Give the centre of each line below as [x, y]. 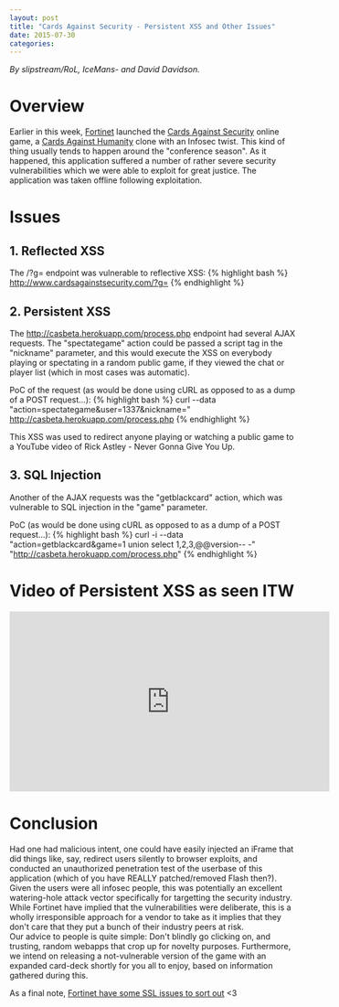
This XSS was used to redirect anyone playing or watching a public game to [152, 437]
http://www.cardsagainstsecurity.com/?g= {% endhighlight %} [127, 283]
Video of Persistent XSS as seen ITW [152, 591]
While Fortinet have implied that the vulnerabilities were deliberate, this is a [150, 907]
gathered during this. [49, 975]
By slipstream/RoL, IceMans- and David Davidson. [105, 70]
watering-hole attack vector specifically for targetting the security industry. [151, 897]
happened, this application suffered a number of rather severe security [143, 161]
